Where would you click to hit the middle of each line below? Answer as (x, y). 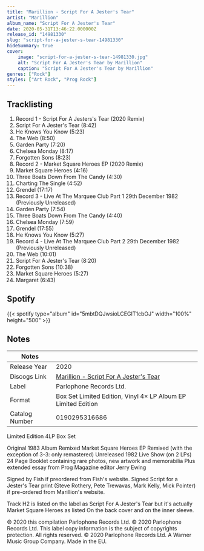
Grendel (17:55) (35, 228)
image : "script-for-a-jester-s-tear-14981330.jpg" (83, 57)
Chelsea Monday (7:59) (45, 221)
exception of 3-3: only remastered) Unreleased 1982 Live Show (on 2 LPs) (99, 454)
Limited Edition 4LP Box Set (41, 436)
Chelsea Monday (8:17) (44, 151)
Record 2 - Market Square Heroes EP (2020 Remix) (80, 164)
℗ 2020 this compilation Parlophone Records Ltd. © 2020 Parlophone (94, 522)
